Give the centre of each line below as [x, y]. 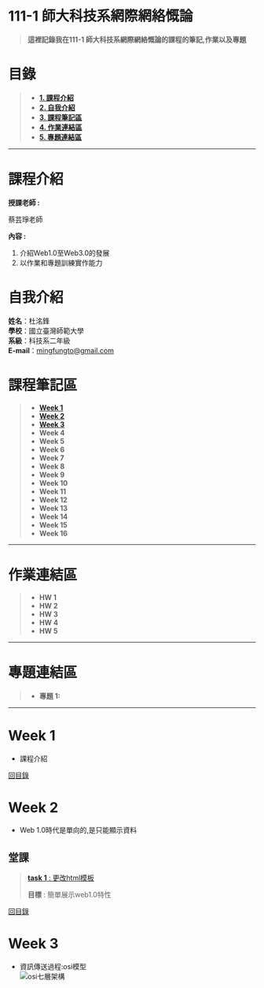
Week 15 [53, 524]
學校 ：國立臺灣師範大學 [46, 330]
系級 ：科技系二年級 [39, 341]
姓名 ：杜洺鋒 [29, 321]
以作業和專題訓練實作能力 [61, 263]
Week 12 [53, 500]
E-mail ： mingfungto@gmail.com [61, 350]
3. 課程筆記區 [60, 117]
